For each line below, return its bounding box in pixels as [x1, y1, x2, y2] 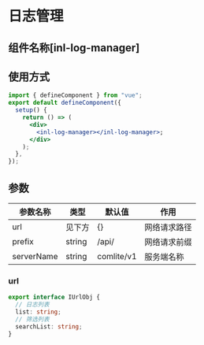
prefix [12, 236, 34, 247]
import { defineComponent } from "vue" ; [8, 91, 143, 99]
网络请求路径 [144, 221, 192, 232]
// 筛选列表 [15, 315, 50, 323]
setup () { [15, 106, 47, 114]
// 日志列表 [15, 301, 50, 309]
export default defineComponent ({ [8, 99, 122, 107]
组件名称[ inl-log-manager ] [8, 41, 140, 54]
